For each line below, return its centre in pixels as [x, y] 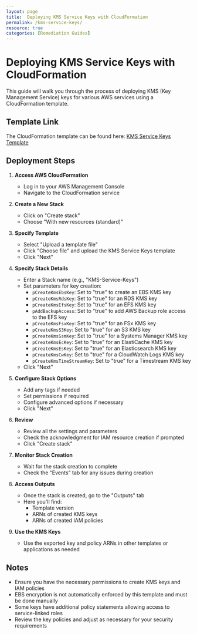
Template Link [32, 122]
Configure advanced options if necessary [74, 402]
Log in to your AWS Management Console [74, 186]
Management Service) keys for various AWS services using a [80, 97]
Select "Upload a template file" [61, 244]
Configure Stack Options [45, 378]
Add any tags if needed [52, 389]
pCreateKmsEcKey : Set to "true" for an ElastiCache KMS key [102, 342]
